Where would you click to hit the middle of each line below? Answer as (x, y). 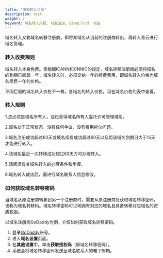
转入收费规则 (20, 57)
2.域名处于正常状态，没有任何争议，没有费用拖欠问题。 (60, 127)
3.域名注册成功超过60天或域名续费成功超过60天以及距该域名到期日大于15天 (80, 137)
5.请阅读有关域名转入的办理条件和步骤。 (45, 164)
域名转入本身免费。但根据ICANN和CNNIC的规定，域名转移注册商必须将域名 (80, 69)
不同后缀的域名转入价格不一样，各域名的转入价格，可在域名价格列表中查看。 (81, 91)
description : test (24, 14)
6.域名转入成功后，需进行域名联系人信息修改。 (52, 174)
